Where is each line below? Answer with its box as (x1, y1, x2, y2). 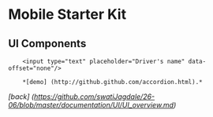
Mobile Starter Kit (8, 5, 127, 24)
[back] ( (8, 92, 35, 101)
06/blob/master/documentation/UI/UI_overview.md (8, 101, 174, 109)
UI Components (8, 37, 87, 50)
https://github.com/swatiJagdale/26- (34, 92, 155, 101)
